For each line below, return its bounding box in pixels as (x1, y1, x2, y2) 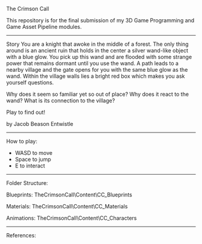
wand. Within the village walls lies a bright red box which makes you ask (6, 72, 185, 80)
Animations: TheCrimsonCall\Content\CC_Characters (6, 214, 137, 222)
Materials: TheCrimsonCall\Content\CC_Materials (6, 203, 128, 210)
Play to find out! (6, 108, 46, 116)
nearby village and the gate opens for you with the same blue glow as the (6, 66, 188, 73)
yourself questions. (6, 79, 54, 86)
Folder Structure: (6, 180, 48, 186)
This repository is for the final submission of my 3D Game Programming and (6, 17, 195, 23)
